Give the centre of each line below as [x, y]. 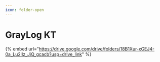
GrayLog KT [31, 35]
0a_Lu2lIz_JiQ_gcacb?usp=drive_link [44, 54]
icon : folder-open [25, 10]
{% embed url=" [22, 49]
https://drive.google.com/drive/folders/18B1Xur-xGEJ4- [97, 49]
